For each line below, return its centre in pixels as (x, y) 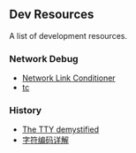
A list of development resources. (68, 35)
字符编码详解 (45, 140)
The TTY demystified (60, 130)
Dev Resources (52, 15)
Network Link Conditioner (69, 78)
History (26, 111)
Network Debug (44, 58)
